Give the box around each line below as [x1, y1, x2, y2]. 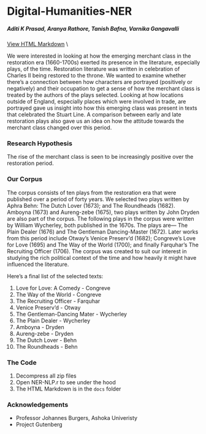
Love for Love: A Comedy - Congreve [15, 284, 111, 292]
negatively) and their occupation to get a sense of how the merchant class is [7, 85, 200, 93]
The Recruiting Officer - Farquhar [15, 297, 101, 305]
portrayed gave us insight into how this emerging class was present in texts [7, 104, 198, 112]
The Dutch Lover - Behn [15, 336, 77, 344]
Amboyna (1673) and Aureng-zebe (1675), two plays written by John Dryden [7, 208, 200, 216]
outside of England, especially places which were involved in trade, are [7, 98, 186, 105]
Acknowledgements [7, 400, 69, 409]
